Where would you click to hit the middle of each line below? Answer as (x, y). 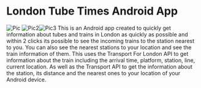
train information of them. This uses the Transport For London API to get (97, 53)
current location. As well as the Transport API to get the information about (100, 66)
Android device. (26, 80)
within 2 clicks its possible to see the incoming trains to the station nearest (100, 41)
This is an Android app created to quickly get (115, 28)
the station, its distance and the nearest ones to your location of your (93, 73)
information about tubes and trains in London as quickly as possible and (97, 34)
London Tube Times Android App (92, 11)
